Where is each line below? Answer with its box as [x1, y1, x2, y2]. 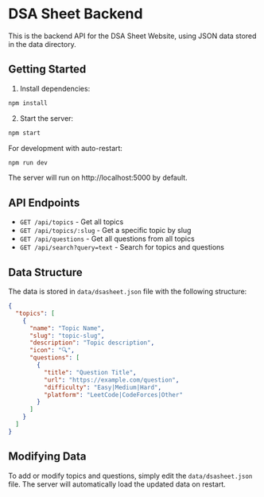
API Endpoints [8, 196, 80, 209]
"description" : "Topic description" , [29, 339, 155, 347]
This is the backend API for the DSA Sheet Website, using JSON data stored [8, 31, 257, 41]
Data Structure [8, 266, 83, 279]
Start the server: [19, 113, 74, 123]
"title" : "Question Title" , [43, 368, 137, 376]
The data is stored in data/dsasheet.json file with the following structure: [8, 287, 247, 296]
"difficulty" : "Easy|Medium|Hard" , [43, 383, 161, 391]
